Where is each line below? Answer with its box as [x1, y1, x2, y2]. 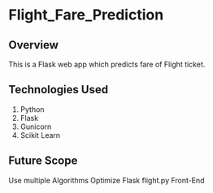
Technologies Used [8, 83, 108, 96]
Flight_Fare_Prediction [8, 6, 164, 24]
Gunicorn [20, 122, 52, 131]
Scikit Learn [20, 130, 61, 139]
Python [20, 104, 45, 114]
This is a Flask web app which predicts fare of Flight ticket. [8, 59, 206, 69]
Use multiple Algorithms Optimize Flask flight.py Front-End [8, 175, 205, 185]
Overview [8, 38, 59, 52]
